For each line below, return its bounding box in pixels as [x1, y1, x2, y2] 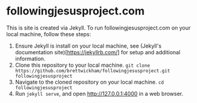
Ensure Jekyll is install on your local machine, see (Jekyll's [15, 42, 162, 49]
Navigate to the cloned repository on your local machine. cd [15, 78, 164, 86]
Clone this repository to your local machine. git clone [15, 61, 150, 69]
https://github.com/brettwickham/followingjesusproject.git [15, 67, 170, 73]
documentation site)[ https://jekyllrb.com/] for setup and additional [15, 48, 181, 55]
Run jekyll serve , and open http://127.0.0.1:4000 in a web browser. [15, 90, 184, 97]
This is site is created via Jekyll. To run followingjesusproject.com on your [6, 24, 191, 31]
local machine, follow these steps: [6, 30, 92, 37]
